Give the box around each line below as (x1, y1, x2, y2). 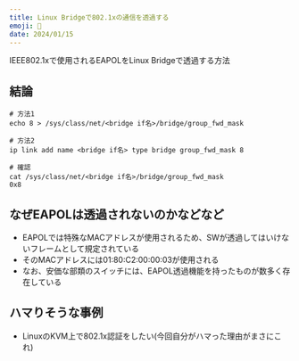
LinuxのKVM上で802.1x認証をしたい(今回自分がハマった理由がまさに (21, 331, 275, 341)
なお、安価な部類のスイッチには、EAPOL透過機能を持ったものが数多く (21, 266, 283, 276)
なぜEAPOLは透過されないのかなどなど (9, 207, 225, 222)
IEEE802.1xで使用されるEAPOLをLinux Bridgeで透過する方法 (9, 55, 230, 66)
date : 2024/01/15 (9, 29, 74, 38)
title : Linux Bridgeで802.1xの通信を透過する (9, 12, 170, 22)
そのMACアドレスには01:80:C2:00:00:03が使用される (21, 255, 220, 265)
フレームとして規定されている (29, 243, 140, 254)
